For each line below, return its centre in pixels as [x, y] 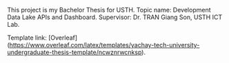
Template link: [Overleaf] [42, 38]
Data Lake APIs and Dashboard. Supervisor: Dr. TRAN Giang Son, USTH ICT [115, 17]
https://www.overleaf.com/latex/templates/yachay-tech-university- [104, 45]
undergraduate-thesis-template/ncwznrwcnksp [74, 52]
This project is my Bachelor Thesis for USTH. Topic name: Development [109, 10]
